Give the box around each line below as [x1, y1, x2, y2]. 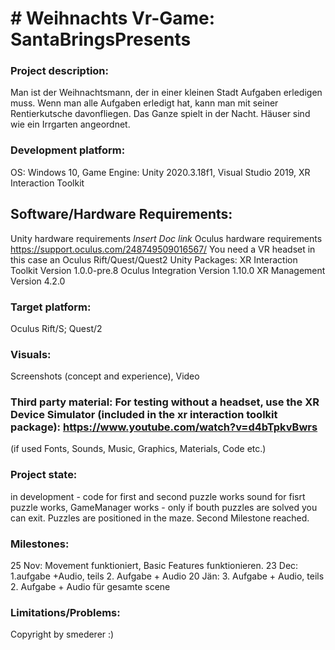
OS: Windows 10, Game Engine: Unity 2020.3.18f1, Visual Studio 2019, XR [10, 166, 311, 178]
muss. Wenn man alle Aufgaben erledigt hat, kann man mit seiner [10, 97, 279, 109]
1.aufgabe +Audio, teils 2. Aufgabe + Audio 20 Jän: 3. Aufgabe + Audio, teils [10, 570, 325, 582]
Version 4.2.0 [10, 275, 66, 287]
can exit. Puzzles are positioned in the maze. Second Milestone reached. [10, 512, 310, 524]
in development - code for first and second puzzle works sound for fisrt [10, 490, 306, 502]
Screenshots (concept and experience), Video [10, 370, 200, 382]
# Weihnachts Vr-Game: [10, 7, 216, 30]
